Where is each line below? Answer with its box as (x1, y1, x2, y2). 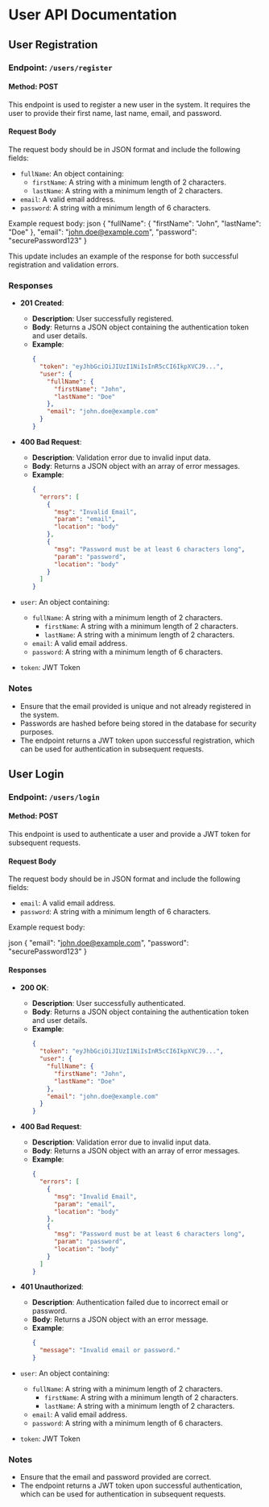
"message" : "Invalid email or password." (39, 1347, 181, 1355)
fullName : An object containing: (19, 168, 125, 178)
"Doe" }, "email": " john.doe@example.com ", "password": (8, 227, 197, 237)
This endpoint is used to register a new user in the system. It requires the (8, 99, 251, 110)
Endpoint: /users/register (8, 62, 113, 73)
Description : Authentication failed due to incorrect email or (31, 1298, 229, 1307)
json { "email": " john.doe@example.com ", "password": (8, 938, 189, 948)
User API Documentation (8, 6, 177, 24)
